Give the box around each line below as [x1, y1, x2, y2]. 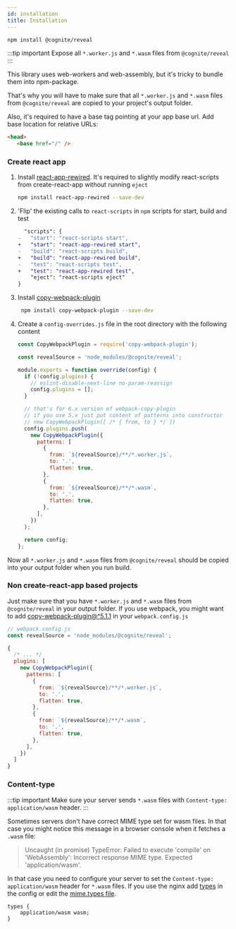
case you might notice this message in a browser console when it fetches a [7, 824, 226, 833]
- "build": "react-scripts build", [17, 248, 129, 255]
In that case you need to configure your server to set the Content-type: [7, 874, 214, 882]
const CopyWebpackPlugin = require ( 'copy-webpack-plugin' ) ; [17, 341, 198, 348]
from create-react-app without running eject [17, 181, 148, 189]
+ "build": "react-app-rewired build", [17, 254, 141, 261]
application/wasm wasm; [20, 909, 90, 916]
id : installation [7, 10, 58, 18]
